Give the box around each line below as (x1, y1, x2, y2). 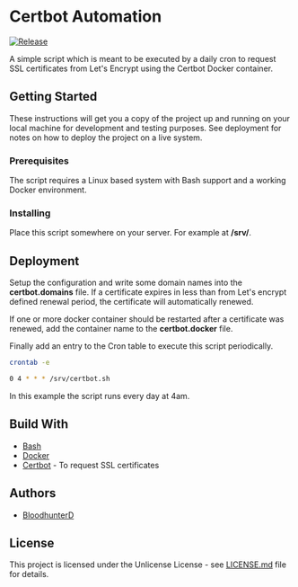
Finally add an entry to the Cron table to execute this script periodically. (9, 341, 274, 351)
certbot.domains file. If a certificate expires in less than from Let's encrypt (9, 287, 287, 298)
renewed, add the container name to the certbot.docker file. (9, 324, 233, 334)
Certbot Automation (9, 6, 162, 27)
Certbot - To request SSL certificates (22, 459, 160, 470)
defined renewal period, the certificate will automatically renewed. (9, 297, 254, 307)
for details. (9, 569, 49, 580)
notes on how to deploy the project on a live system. (9, 132, 203, 143)
